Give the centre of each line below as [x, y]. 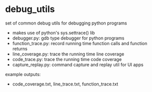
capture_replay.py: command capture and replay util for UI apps [78, 64]
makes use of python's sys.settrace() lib [54, 32]
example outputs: [23, 74]
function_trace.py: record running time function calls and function [80, 43]
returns [20, 48]
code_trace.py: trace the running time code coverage [67, 59]
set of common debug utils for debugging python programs [66, 23]
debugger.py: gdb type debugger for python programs [68, 38]
